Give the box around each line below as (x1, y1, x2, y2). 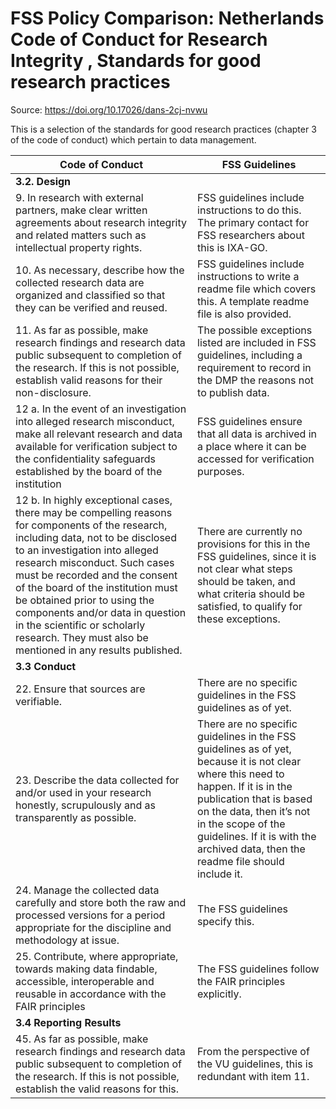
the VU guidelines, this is (197, 1057, 314, 1071)
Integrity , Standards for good (10, 50, 262, 72)
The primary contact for (197, 215, 310, 229)
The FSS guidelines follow (197, 962, 320, 976)
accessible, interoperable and (15, 974, 155, 988)
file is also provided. (197, 307, 292, 321)
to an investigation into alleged (15, 543, 159, 557)
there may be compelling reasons (15, 505, 173, 519)
